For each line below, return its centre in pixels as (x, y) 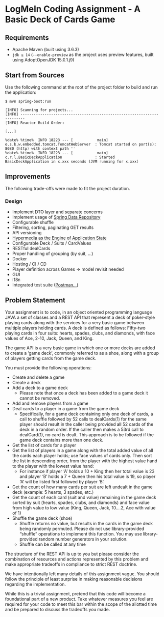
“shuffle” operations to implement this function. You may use (81, 533)
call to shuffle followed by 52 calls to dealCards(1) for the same (83, 419)
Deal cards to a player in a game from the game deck (66, 408)
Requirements (27, 38)
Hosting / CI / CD (29, 264)
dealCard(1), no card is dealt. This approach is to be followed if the (87, 435)
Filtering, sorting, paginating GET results (53, 227)
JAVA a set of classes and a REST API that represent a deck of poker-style (80, 317)
